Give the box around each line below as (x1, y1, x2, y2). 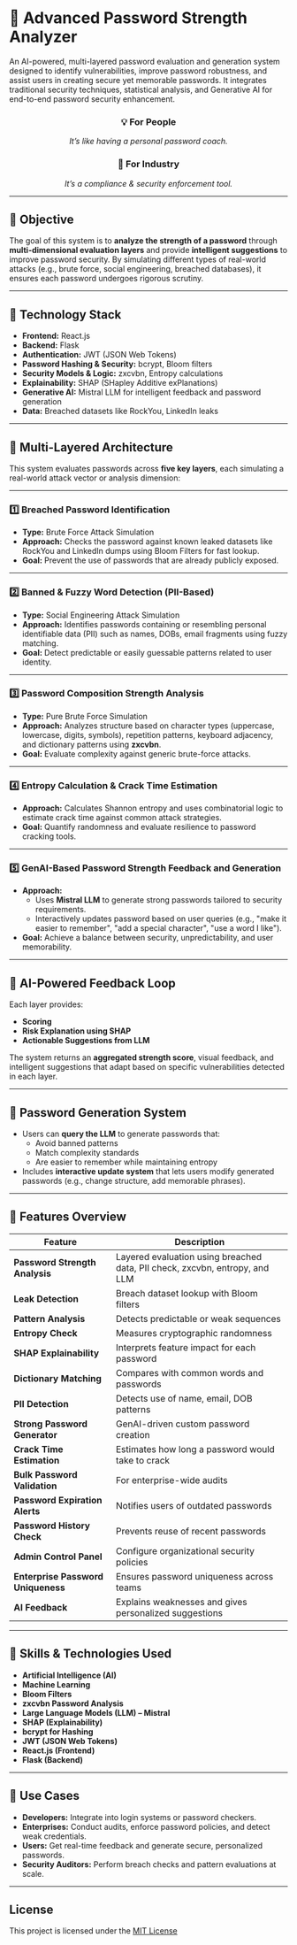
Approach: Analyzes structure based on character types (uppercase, (21, 720, 275, 731)
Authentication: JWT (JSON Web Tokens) (21, 350, 177, 360)
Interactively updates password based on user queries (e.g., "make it (34, 913, 287, 924)
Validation (13, 1480, 57, 1492)
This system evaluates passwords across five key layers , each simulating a (9, 463, 285, 473)
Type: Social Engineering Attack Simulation (21, 610, 180, 620)
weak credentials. (21, 1831, 87, 1841)
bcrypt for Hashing (21, 1726, 94, 1737)
